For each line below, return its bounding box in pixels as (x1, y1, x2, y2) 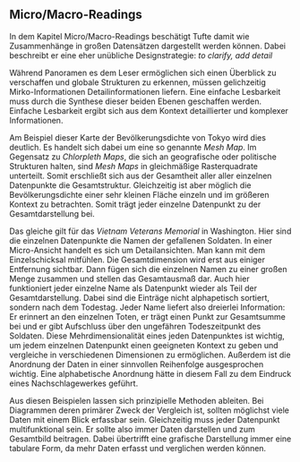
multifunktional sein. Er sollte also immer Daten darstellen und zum (9, 423, 255, 434)
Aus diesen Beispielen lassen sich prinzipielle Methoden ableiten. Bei (9, 395, 264, 406)
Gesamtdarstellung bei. (9, 208, 96, 218)
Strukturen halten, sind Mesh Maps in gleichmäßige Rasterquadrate (9, 160, 258, 171)
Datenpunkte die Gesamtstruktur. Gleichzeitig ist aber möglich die (9, 179, 252, 191)
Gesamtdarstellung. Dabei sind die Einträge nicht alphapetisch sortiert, (9, 292, 270, 303)
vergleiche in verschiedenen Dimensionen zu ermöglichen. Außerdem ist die (9, 349, 291, 360)
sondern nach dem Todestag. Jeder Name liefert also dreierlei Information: (9, 302, 286, 312)
